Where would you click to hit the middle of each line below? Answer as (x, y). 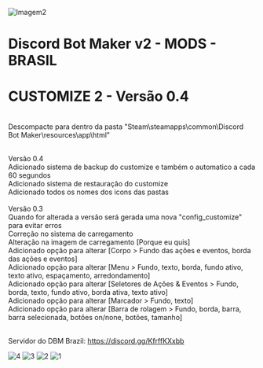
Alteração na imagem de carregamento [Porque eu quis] (99, 242)
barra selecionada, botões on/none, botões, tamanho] (95, 318)
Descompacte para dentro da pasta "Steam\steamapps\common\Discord (126, 127)
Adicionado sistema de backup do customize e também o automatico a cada (132, 167)
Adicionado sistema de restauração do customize (88, 184)
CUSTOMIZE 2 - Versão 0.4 (99, 96)
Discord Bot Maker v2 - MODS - (113, 44)
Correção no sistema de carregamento (71, 234)
